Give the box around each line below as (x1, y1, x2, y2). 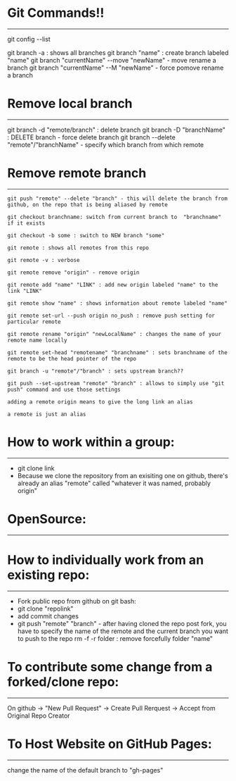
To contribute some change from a (7, 658, 213, 675)
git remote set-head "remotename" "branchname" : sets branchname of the (7, 349, 228, 356)
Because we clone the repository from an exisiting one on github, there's (17, 471, 228, 480)
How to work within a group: (7, 435, 175, 450)
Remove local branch (7, 96, 133, 112)
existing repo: (7, 567, 90, 582)
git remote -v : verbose (7, 256, 80, 263)
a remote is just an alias (7, 411, 86, 418)
